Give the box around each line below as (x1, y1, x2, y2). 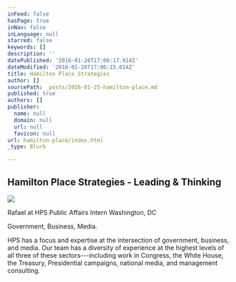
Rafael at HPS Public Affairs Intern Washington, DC (7, 208, 157, 216)
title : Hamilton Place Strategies (7, 70, 111, 77)
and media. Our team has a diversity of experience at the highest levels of (7, 243, 225, 252)
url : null (14, 123, 43, 131)
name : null (14, 110, 46, 117)
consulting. (7, 266, 41, 275)
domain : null (14, 116, 53, 124)
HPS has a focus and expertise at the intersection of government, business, (7, 236, 230, 244)
